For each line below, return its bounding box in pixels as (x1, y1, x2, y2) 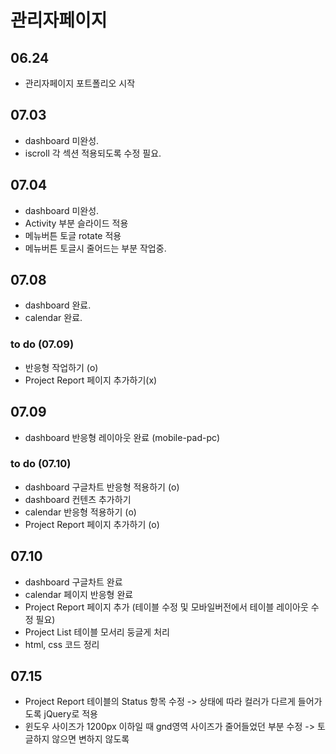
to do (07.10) (10, 457, 72, 471)
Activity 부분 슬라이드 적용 (24, 217, 129, 229)
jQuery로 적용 (43, 708, 98, 720)
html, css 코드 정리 (24, 638, 100, 650)
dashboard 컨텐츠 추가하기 (24, 493, 132, 505)
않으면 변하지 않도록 (51, 733, 130, 745)
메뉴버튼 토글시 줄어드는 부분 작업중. (24, 242, 167, 254)
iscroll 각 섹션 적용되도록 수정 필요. (24, 147, 162, 159)
